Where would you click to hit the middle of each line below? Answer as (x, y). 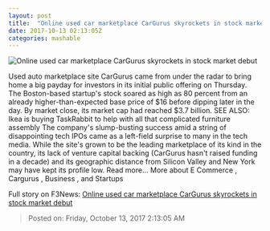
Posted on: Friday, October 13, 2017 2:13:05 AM (106, 218)
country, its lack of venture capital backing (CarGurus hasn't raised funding (133, 153)
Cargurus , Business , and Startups (66, 179)
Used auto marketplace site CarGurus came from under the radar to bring (130, 76)
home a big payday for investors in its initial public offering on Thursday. (128, 85)
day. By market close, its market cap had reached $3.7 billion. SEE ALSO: (129, 111)
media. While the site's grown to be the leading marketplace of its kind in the (135, 144)
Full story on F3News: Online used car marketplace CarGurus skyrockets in (133, 194)
